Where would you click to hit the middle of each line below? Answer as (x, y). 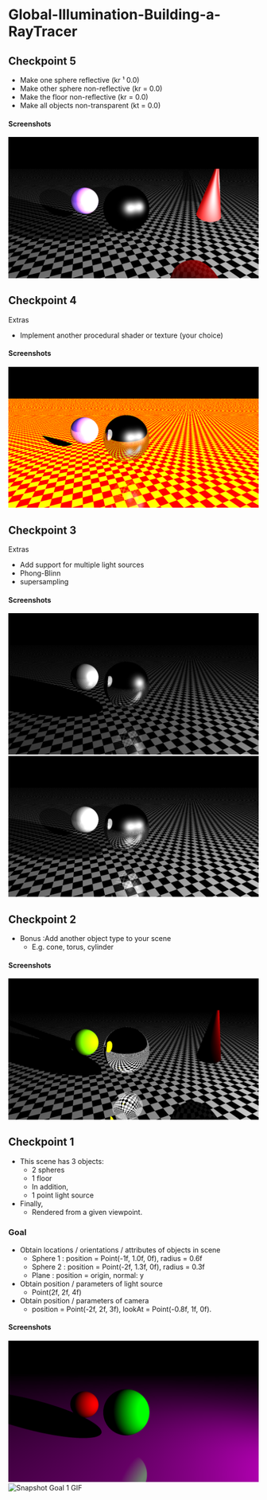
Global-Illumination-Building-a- (114, 15)
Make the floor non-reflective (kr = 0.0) (84, 97)
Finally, (31, 1203)
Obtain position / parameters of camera (84, 1300)
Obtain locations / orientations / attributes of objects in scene (120, 1250)
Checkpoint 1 (41, 1142)
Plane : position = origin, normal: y (88, 1275)
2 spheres (48, 1170)
